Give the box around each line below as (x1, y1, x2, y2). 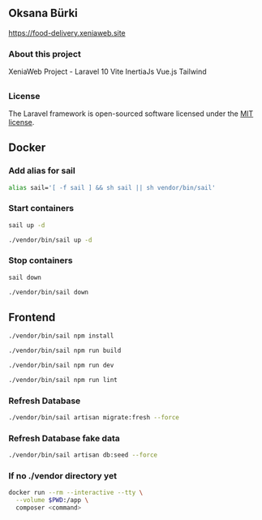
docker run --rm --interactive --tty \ (8, 488, 144, 497)
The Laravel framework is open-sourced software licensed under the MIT (8, 109, 254, 118)
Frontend (8, 310, 56, 324)
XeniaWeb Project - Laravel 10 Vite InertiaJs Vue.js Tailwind (8, 67, 207, 76)
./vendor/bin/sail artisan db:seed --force (8, 451, 158, 459)
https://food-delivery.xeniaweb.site (8, 28, 126, 37)
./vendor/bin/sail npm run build (8, 346, 122, 355)
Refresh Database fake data (8, 432, 120, 444)
